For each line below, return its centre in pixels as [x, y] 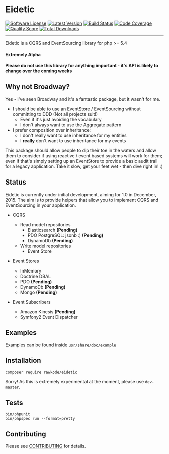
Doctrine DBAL [35, 276]
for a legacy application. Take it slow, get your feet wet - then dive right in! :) [84, 166]
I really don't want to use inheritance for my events [73, 141]
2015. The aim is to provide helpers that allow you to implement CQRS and [82, 200]
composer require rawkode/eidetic [41, 372]
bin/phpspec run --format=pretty [40, 419]
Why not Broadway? [38, 87]
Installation [23, 360]
